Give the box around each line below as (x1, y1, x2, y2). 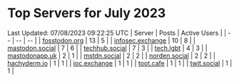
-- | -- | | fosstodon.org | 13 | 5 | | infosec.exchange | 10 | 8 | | (15, 36, 196, 44)
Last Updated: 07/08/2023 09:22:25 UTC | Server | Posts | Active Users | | (7, 29, 227, 37)
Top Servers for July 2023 (7, 5, 166, 21)
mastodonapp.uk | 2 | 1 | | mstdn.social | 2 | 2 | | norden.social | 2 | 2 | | (7, 51, 216, 60)
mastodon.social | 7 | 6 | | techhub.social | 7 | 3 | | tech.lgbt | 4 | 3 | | (7, 43, 208, 52)
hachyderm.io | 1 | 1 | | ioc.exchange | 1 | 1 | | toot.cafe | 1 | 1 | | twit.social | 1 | (7, 58, 233, 67)
